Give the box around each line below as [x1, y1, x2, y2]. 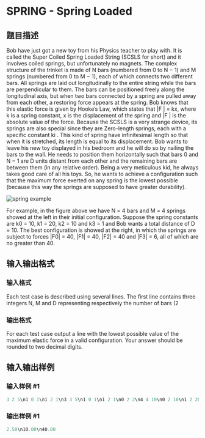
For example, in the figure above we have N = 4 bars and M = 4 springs [6, 207, 186, 214]
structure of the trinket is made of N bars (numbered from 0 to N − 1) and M [6, 66, 196, 73]
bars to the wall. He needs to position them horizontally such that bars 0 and [6, 151, 198, 158]
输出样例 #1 [6, 412, 40, 420]
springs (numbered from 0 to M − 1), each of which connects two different [6, 73, 193, 80]
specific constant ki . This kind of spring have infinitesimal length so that [6, 132, 188, 138]
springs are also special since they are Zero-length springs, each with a [6, 125, 187, 132]
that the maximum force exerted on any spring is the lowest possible [6, 177, 178, 184]
